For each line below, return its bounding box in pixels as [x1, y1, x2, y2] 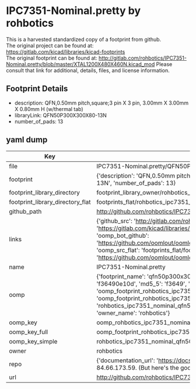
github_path [9, 207, 42, 216]
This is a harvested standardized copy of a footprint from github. [6, 36, 162, 43]
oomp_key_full [9, 328, 48, 336]
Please [156, 60, 173, 68]
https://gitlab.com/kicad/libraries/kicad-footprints [6, 48, 125, 55]
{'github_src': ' [96, 217, 136, 225]
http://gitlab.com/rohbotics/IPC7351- [98, 54, 187, 61]
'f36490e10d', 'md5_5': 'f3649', [96, 279, 187, 287]
